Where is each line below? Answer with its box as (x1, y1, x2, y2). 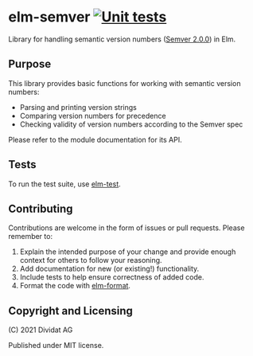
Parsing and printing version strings (19, 102, 137, 111)
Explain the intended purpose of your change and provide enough (19, 247, 236, 256)
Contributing (8, 201, 73, 215)
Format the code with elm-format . (19, 281, 131, 291)
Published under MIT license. (8, 341, 104, 350)
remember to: (8, 232, 53, 241)
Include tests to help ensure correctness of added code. (19, 272, 204, 282)
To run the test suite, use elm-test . (8, 179, 121, 189)
